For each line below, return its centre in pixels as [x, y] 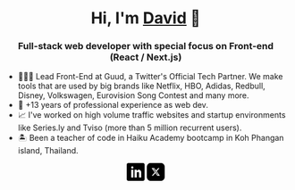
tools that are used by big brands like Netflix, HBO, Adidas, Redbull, [141, 86]
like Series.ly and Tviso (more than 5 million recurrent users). [130, 128]
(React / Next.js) [146, 57]
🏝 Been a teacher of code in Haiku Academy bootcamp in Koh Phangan [151, 138]
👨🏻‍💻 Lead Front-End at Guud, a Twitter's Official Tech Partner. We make [150, 77]
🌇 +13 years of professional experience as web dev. [113, 105]
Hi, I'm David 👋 [146, 18]
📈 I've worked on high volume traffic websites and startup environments [152, 115]
